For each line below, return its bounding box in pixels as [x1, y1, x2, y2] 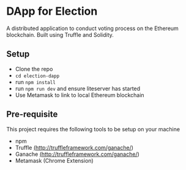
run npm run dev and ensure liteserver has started [15, 85, 141, 92]
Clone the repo [15, 65, 53, 72]
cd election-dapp [15, 72, 60, 79]
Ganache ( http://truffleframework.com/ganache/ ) [15, 150, 139, 158]
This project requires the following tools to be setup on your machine [6, 125, 180, 133]
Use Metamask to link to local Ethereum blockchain [15, 91, 145, 99]
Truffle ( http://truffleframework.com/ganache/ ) [15, 144, 133, 151]
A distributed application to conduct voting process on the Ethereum [6, 25, 179, 32]
